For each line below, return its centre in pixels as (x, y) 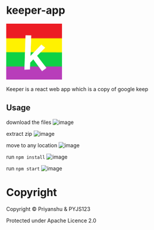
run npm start (23, 168)
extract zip (19, 133)
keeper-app (36, 10)
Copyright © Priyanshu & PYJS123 (48, 209)
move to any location (32, 145)
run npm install (26, 157)
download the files (29, 122)
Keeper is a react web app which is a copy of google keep (77, 89)
